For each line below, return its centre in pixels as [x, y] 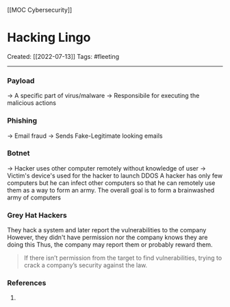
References [27, 283]
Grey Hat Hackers [37, 215]
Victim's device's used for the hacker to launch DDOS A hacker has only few [115, 175]
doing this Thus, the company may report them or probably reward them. [110, 245]
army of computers [34, 197]
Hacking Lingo [49, 38]
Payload [21, 80]
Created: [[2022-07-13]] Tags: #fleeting [63, 56]
